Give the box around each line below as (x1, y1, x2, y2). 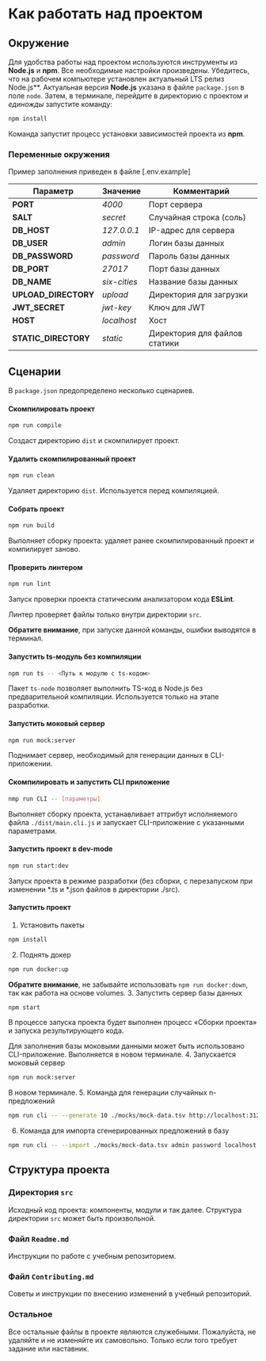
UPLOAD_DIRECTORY (12, 289, 95, 300)
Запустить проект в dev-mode (8, 844, 113, 854)
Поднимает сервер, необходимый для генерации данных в (8, 751, 209, 760)
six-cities (101, 277, 138, 288)
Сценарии (8, 365, 62, 378)
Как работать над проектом (8, 5, 203, 23)
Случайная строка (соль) (148, 212, 247, 223)
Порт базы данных (148, 263, 220, 274)
